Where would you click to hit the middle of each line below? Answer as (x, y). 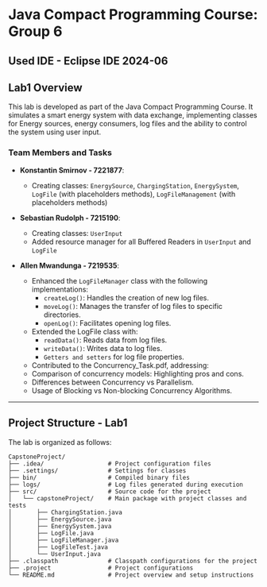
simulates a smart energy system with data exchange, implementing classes (133, 115)
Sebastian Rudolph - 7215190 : (70, 218)
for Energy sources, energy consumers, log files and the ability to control (128, 124)
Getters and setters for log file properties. (114, 357)
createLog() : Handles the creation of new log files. (126, 297)
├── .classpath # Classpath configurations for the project (133, 561)
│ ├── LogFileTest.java (58, 547)
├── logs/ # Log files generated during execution (126, 485)
